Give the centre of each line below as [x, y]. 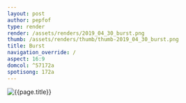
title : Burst [26, 46]
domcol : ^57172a [31, 65]
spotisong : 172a [31, 72]
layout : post [26, 14]
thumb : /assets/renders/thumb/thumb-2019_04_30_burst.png [93, 40]
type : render [26, 26]
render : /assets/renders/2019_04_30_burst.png [76, 33]
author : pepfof [29, 20]
